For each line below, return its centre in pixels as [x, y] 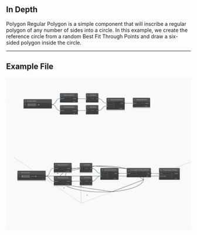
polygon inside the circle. [51, 42]
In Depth [22, 10]
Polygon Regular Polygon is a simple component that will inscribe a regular [96, 23]
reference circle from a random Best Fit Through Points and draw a [87, 36]
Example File [30, 67]
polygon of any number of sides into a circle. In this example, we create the [97, 30]
